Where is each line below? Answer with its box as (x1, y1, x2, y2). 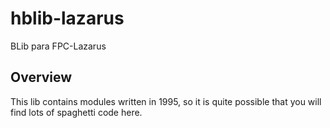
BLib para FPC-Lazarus (10, 40, 107, 52)
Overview (10, 69, 73, 86)
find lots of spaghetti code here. (10, 106, 143, 118)
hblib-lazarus (10, 7, 125, 30)
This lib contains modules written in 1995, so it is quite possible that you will (10, 95, 322, 107)
